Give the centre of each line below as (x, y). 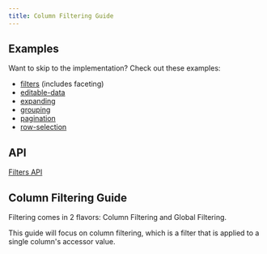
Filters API (25, 172)
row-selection (43, 127)
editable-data (42, 93)
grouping (35, 110)
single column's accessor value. (62, 242)
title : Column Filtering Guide (61, 16)
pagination (38, 118)
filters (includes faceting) (62, 84)
